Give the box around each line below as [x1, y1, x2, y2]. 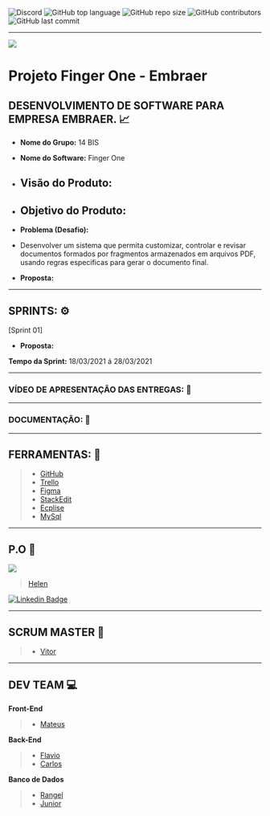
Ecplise [39, 503, 64, 513]
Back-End [8, 735, 42, 745]
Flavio [39, 750, 60, 760]
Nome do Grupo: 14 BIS [19, 137, 99, 147]
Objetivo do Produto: [19, 203, 127, 217]
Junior [39, 798, 62, 808]
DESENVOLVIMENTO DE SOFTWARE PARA [8, 99, 225, 112]
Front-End [8, 704, 43, 713]
